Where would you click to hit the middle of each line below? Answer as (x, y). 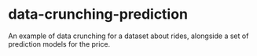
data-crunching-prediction (98, 14)
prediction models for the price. (59, 44)
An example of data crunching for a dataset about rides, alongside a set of (128, 36)
